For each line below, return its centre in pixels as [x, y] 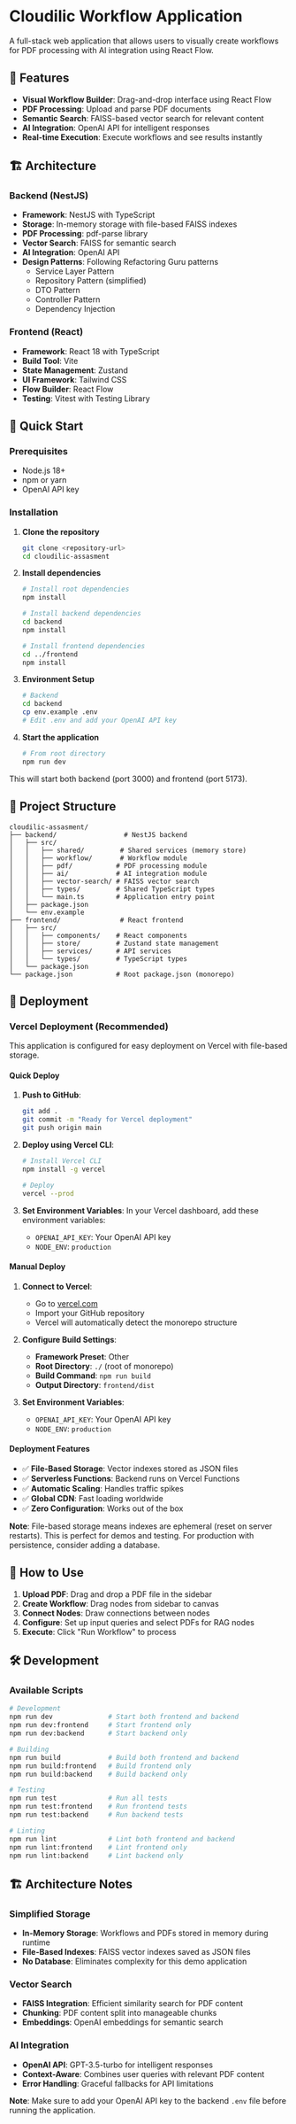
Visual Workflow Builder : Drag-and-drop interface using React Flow [147, 99]
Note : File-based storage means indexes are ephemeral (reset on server [140, 1526]
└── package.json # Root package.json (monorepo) [122, 974]
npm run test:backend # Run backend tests [96, 1815]
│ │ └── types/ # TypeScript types [99, 958]
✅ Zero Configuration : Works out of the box [102, 1508]
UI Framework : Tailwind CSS [74, 379]
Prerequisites [38, 452]
